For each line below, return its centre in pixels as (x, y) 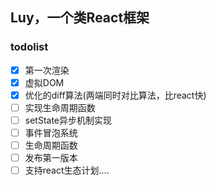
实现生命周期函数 (60, 107)
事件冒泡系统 (51, 132)
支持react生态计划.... (67, 170)
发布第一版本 (51, 158)
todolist (29, 47)
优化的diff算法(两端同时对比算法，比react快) (115, 95)
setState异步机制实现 (68, 120)
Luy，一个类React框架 (80, 18)
